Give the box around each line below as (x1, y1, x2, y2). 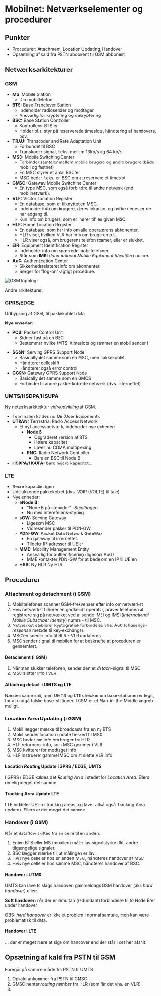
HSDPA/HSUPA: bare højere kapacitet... (12, 460, 93, 466)
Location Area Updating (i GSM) (5, 715, 82, 722)
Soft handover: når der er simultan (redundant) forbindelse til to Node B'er (5, 897, 155, 903)
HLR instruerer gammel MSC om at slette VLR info (12, 752, 113, 758)
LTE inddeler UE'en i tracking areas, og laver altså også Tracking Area (5, 802, 145, 808)
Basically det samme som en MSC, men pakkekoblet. (19, 354, 126, 360)
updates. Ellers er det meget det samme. (5, 807, 87, 813)
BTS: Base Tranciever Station (12, 102, 71, 108)
